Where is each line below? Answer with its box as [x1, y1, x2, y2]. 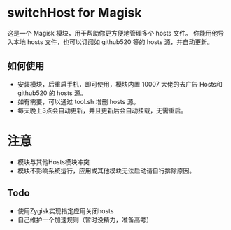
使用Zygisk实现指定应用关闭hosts [17, 206, 114, 215]
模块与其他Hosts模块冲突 [17, 157, 90, 166]
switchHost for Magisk [7, 5, 142, 21]
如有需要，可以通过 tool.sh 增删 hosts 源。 [17, 97, 140, 106]
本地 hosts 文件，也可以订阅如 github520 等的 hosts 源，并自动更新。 [13, 37, 213, 46]
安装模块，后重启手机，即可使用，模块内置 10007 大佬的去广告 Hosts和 [17, 80, 223, 88]
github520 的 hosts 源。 [17, 89, 87, 97]
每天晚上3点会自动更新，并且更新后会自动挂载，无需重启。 [17, 106, 188, 115]
